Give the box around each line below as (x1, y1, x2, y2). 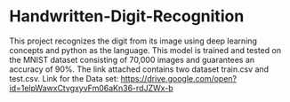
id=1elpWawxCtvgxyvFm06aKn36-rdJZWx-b (9, 82, 173, 93)
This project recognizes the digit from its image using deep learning (9, 35, 258, 46)
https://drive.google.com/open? (120, 73, 238, 83)
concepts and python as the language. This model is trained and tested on (9, 44, 282, 55)
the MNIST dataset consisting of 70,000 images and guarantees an (9, 54, 255, 65)
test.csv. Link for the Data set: (9, 73, 119, 83)
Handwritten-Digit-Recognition (9, 6, 245, 27)
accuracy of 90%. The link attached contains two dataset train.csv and (9, 64, 270, 75)
